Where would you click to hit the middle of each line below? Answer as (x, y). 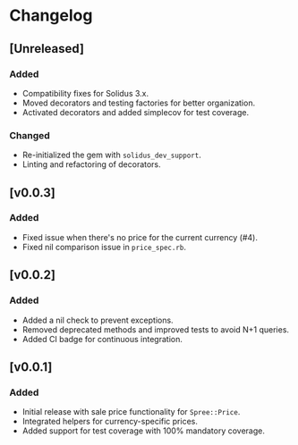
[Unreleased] (47, 49)
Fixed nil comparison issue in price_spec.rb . (104, 247)
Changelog (51, 16)
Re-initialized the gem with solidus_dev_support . (111, 155)
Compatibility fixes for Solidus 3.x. (85, 93)
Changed (30, 135)
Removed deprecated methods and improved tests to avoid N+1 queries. (155, 329)
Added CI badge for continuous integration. (102, 339)
